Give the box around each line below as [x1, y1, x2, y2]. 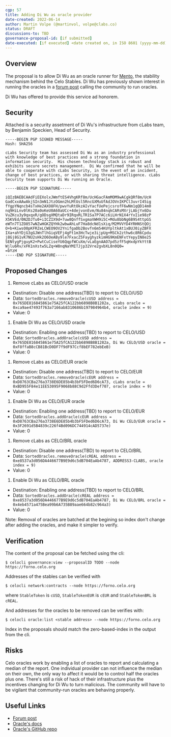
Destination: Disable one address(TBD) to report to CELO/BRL [12, 448, 142, 454]
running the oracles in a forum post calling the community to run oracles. [5, 83, 158, 90]
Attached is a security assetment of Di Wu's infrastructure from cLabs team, [5, 122, 165, 128]
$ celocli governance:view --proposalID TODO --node [5, 560, 120, 565]
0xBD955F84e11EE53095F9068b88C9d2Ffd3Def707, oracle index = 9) [12, 384, 152, 389]
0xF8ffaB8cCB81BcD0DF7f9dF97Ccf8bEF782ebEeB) [12, 344, 111, 350]
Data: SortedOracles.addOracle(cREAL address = [12, 492, 115, 498]
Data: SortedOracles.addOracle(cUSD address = [12, 335, 112, 341]
